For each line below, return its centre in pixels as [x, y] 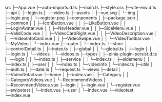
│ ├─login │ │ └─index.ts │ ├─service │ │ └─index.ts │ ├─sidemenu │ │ [78, 59]
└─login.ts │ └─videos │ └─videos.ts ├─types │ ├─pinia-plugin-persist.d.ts [81, 54]
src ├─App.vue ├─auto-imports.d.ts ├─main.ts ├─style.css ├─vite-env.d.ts [81, 8]
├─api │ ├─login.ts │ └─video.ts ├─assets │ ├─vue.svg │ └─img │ [72, 13]
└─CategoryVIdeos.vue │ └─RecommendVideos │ [55, 80]
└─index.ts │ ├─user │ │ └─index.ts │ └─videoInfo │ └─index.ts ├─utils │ [79, 64]
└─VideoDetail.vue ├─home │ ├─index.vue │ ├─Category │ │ [67, 75]
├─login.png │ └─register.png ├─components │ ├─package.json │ [72, 18]
